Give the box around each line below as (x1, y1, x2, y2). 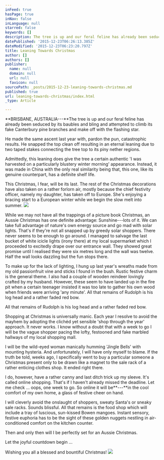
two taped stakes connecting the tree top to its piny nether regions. (5, 147, 141, 153)
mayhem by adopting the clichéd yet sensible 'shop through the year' (5, 319, 145, 325)
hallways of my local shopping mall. (5, 334, 77, 340)
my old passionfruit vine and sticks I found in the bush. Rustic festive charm (5, 268, 158, 275)
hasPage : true (5, 12, 34, 17)
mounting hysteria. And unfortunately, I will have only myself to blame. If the (5, 349, 158, 355)
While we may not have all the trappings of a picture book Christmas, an (5, 212, 150, 218)
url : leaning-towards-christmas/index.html (5, 94, 95, 99)
